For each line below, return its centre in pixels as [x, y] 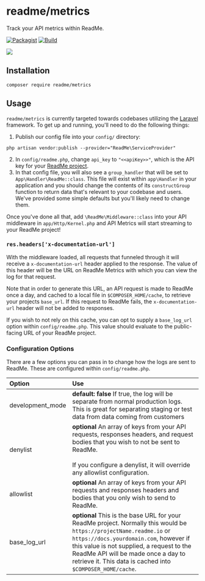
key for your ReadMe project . [52, 166]
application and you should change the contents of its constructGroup [103, 185]
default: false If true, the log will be [123, 394]
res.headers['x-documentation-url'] [61, 245]
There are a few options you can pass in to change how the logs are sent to [101, 362]
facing [14, 333]
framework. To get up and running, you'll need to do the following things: [98, 125]
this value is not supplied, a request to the [132, 546]
